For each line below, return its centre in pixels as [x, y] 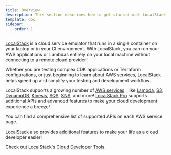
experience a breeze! [28, 107]
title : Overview [23, 10]
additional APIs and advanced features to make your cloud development [81, 101]
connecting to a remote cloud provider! [47, 60]
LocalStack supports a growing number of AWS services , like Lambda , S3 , [84, 90]
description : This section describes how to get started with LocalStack [86, 15]
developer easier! [24, 137]
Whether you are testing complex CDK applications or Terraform [73, 70]
